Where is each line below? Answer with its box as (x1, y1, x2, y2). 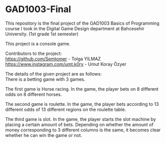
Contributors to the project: (5, 50, 62, 56)
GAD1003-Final (5, 4, 71, 15)
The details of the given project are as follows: (5, 70, 102, 77)
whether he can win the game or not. (5, 132, 82, 138)
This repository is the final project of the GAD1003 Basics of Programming (5, 20, 159, 26)
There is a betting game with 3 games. (5, 76, 86, 82)
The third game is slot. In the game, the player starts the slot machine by (5, 116, 156, 122)
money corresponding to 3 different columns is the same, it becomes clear (5, 127, 161, 133)
